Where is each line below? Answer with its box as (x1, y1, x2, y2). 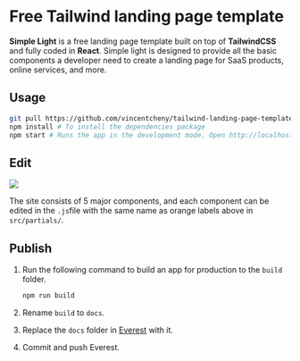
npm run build (21, 291, 75, 300)
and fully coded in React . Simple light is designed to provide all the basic (9, 45, 277, 55)
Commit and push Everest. (21, 341, 121, 352)
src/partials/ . (9, 214, 64, 225)
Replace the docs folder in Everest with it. (21, 324, 174, 335)
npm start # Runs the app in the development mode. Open (9, 130, 226, 139)
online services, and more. (9, 64, 107, 75)
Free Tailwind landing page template (9, 6, 284, 27)
